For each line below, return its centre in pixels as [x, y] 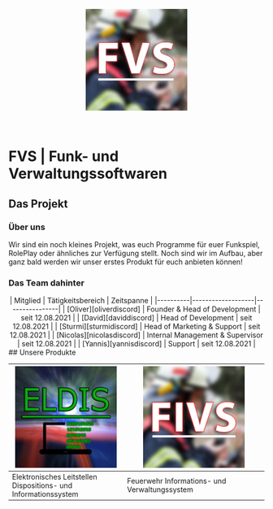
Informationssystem [45, 494]
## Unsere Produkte [42, 352]
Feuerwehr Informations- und [177, 481]
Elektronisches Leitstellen [54, 476]
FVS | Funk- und [64, 157]
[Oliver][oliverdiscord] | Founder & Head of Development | [164, 309]
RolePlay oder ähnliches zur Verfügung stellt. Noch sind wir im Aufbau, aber [136, 253]
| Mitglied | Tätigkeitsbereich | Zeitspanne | [81, 301]
